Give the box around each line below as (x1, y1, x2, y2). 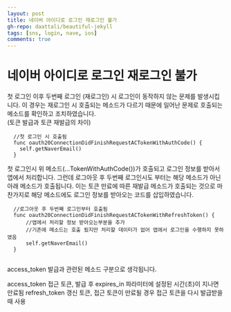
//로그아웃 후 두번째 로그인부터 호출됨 (13, 206, 109, 213)
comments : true (7, 36, 51, 43)
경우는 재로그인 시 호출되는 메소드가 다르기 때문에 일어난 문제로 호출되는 (28, 101, 223, 110)
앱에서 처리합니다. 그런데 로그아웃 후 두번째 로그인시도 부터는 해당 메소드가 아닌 (7, 173, 221, 182)
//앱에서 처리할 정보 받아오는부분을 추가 (25, 219, 125, 226)
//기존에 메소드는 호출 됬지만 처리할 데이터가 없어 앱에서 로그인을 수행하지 (25, 227, 212, 234)
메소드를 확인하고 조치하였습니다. (7, 110, 97, 118)
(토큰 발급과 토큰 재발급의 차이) (7, 119, 91, 127)
